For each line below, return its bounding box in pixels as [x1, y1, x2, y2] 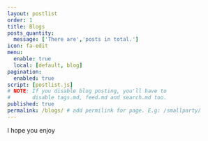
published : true [7, 101, 54, 108]
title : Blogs [7, 23, 45, 30]
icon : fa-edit [7, 42, 49, 49]
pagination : [7, 68, 42, 75]
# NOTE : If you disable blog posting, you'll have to [7, 88, 168, 94]
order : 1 [7, 17, 33, 24]
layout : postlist [7, 10, 58, 17]
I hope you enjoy [7, 126, 56, 134]
